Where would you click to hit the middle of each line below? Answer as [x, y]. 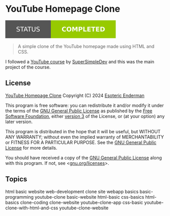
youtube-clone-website [84, 208]
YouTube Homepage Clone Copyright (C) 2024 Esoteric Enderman [75, 95]
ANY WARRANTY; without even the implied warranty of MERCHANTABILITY [85, 137]
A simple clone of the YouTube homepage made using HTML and [86, 46]
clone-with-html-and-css [32, 208]
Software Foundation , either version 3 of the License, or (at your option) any [85, 116]
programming [20, 197]
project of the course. [28, 67]
